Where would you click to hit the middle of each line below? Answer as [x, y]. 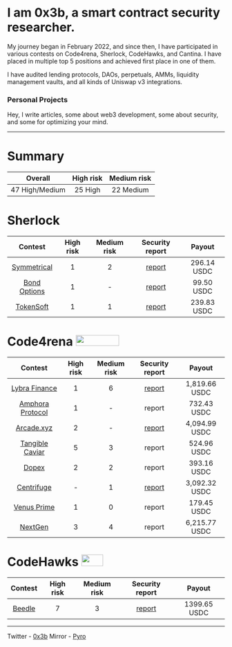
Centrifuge [34, 488]
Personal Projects [37, 99]
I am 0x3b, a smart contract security [114, 13]
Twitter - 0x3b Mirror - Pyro [47, 636]
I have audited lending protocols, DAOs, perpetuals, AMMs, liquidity [103, 74]
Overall [38, 179]
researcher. [41, 27]
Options [32, 291]
